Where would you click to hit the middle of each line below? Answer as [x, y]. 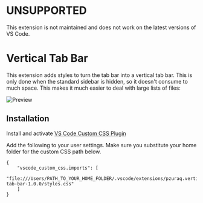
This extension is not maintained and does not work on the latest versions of [101, 27]
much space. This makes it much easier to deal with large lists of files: [94, 88]
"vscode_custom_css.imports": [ [58, 168]
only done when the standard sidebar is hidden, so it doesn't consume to [97, 81]
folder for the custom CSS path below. [54, 151]
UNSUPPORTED [47, 11]
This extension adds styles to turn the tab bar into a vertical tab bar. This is [99, 75]
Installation [28, 119]
